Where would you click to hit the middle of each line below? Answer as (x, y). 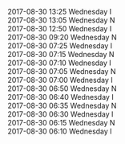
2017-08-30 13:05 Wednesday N (61, 20)
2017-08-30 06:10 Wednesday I (60, 131)
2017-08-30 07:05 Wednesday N (62, 71)
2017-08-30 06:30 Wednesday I (60, 114)
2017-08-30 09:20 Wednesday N (62, 37)
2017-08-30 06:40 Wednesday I (60, 97)
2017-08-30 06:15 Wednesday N (61, 123)
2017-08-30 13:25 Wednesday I (60, 12)
